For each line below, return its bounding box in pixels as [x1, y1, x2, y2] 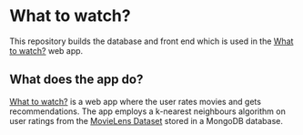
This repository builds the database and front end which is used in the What [9, 36, 294, 47]
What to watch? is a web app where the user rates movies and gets [9, 96, 262, 107]
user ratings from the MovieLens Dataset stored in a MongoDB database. [9, 115, 284, 126]
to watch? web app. [9, 45, 84, 56]
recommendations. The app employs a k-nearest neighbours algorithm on [9, 106, 287, 117]
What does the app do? [9, 72, 144, 88]
